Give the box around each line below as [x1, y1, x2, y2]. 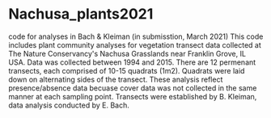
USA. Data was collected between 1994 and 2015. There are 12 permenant [8, 57, 256, 67]
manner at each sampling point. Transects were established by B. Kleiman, [8, 91, 257, 101]
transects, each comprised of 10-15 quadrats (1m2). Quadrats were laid [8, 65, 245, 75]
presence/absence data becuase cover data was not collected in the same [8, 82, 257, 93]
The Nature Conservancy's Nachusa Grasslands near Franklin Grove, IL [8, 48, 247, 58]
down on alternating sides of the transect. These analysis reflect [8, 74, 223, 84]
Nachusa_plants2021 [8, 5, 154, 23]
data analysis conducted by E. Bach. [8, 100, 129, 110]
